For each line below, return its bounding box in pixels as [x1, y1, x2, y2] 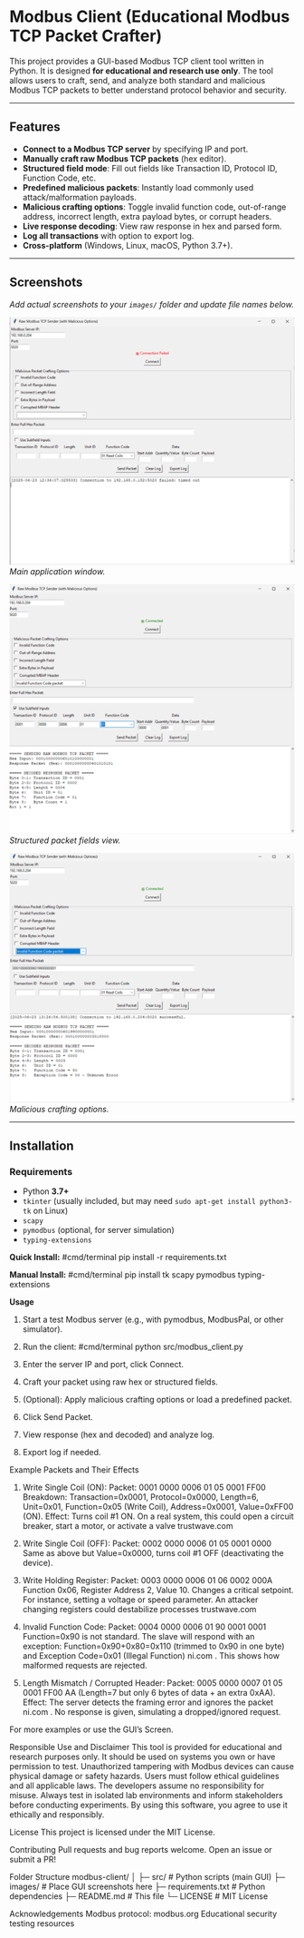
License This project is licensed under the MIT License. [9, 1826, 215, 1838]
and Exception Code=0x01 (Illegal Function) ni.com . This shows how [22, 1650, 280, 1661]
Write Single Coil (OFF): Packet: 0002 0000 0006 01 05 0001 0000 [22, 1538, 272, 1549]
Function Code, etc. [22, 172, 97, 183]
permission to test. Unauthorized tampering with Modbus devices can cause [9, 1761, 294, 1772]
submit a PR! [9, 1854, 57, 1865]
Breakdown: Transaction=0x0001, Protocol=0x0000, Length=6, [22, 1492, 260, 1502]
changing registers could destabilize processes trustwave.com [22, 1604, 257, 1615]
